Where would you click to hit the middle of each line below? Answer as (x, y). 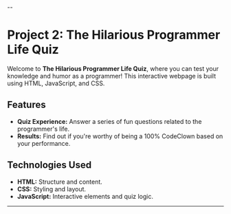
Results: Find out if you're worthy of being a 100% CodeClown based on (120, 136)
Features (26, 105)
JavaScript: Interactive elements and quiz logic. (85, 196)
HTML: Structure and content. (60, 182)
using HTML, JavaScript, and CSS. (56, 83)
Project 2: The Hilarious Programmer (114, 35)
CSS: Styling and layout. (52, 189)
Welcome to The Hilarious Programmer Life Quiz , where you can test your (113, 68)
